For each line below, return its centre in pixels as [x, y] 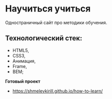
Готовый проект [23, 81]
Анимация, [24, 61]
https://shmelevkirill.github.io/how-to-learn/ [57, 91]
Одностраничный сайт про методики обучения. [56, 22]
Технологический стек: [44, 38]
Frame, [20, 66]
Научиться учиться [48, 9]
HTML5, [20, 50]
